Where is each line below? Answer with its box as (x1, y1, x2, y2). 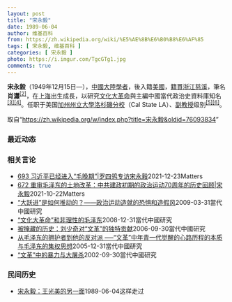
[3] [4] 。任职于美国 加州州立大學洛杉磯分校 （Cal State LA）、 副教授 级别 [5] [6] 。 (7, 99, 226, 108)
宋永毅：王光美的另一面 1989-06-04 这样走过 (17, 287, 144, 296)
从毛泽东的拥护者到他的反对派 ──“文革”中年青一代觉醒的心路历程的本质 (17, 233, 223, 242)
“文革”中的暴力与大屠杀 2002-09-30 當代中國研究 (17, 251, 157, 259)
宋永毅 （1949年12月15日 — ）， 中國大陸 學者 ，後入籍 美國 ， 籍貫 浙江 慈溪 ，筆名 (7, 82, 226, 91)
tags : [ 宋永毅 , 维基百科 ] (7, 43, 82, 50)
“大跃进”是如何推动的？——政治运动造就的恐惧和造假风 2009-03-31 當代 (17, 199, 223, 207)
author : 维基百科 (7, 29, 54, 37)
